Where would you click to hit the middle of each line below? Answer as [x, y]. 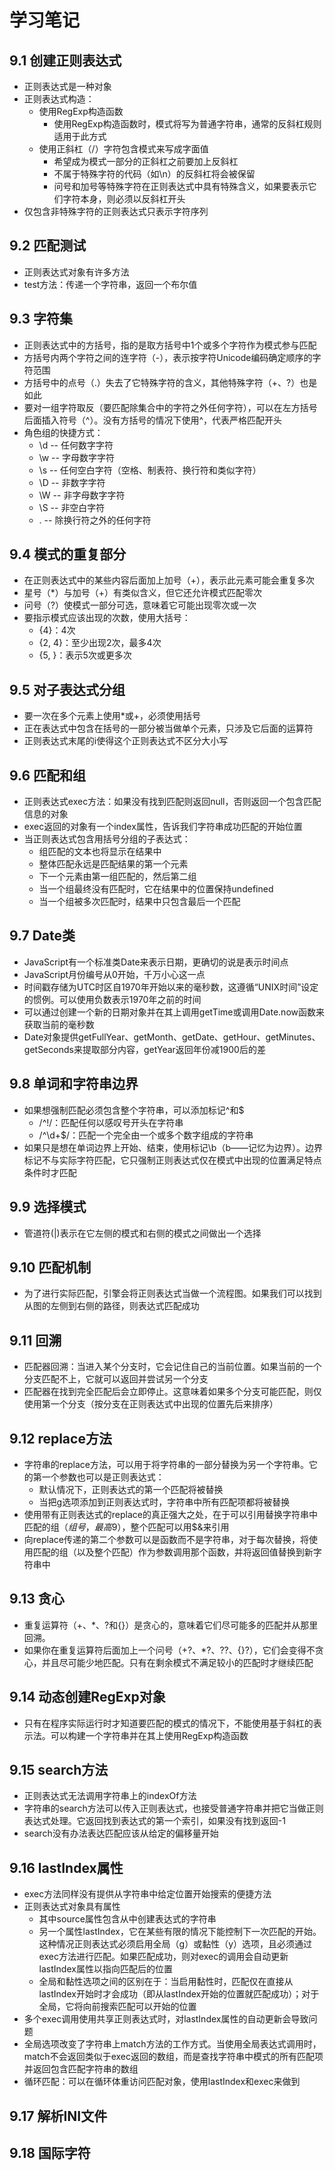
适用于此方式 [80, 136]
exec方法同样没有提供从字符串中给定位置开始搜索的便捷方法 [147, 1894]
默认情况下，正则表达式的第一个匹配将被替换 [131, 1489]
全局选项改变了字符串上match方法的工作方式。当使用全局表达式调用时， [172, 2044]
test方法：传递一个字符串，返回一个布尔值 [110, 284]
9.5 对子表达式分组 [67, 689]
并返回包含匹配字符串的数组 [81, 2069]
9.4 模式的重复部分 [68, 554]
